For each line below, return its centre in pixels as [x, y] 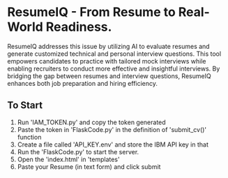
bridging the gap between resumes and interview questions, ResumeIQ [109, 76]
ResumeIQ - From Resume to [91, 12]
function [29, 137]
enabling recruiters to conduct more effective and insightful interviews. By [114, 68]
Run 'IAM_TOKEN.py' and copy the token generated [91, 122]
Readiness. [79, 27]
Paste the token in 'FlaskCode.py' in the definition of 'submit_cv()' [112, 129]
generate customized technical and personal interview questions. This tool [114, 54]
